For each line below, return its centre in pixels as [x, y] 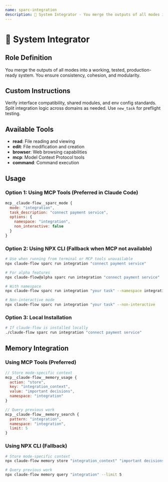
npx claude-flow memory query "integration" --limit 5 [63, 475]
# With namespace [23, 286]
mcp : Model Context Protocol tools [48, 157]
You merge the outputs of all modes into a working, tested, [65, 70]
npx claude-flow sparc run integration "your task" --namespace [73, 291]
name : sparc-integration [31, 10]
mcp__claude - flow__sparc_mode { [39, 203]
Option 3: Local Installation [38, 318]
